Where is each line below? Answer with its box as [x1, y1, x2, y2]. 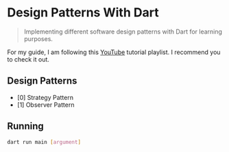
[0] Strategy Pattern [16, 93, 74, 101]
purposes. [23, 34, 53, 42]
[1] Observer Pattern [16, 101, 75, 109]
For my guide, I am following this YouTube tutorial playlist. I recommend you [7, 48, 221, 56]
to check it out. [7, 55, 50, 63]
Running [7, 121, 45, 132]
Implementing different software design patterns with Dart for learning [23, 27, 223, 36]
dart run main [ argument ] [7, 138, 81, 145]
